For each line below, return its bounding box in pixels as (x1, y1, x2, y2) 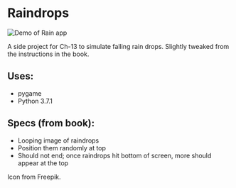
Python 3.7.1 (17, 96, 53, 105)
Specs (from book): (7, 117, 95, 129)
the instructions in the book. (7, 50, 90, 58)
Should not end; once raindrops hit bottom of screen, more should (17, 151, 212, 160)
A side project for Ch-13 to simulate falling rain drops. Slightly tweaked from (7, 42, 230, 50)
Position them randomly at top (17, 143, 107, 152)
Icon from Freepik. (7, 172, 62, 181)
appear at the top (17, 158, 69, 167)
